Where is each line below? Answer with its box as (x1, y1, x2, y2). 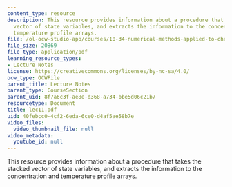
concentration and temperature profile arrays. (7, 172, 137, 180)
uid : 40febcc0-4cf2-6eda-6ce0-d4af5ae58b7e (7, 112, 135, 119)
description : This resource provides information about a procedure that (7, 17, 224, 23)
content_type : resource (7, 10, 76, 17)
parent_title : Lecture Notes (7, 81, 91, 88)
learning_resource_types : (7, 55, 81, 62)
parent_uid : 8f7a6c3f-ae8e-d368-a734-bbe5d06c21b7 (7, 94, 156, 101)
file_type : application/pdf (7, 49, 88, 56)
